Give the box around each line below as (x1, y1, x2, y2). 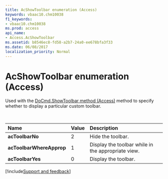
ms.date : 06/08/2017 (5, 44, 48, 49)
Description (89, 124, 118, 131)
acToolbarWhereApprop (7, 144, 66, 151)
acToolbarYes (7, 155, 41, 162)
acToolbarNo (7, 133, 39, 140)
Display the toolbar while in (89, 141, 153, 148)
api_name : (5, 30, 26, 35)
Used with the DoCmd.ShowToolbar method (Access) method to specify (5, 98, 154, 104)
